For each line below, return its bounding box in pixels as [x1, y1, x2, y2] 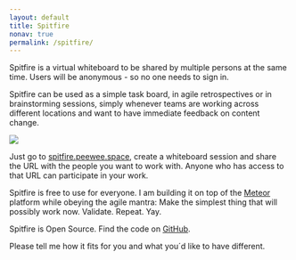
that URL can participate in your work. [9, 170, 149, 181]
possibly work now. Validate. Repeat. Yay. [9, 207, 162, 217]
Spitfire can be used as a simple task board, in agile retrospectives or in [9, 89, 272, 100]
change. [9, 118, 40, 128]
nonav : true [9, 29, 53, 38]
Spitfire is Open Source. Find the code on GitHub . [9, 223, 191, 234]
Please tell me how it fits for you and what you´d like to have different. [9, 241, 266, 252]
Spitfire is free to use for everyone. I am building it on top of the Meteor [9, 188, 271, 199]
